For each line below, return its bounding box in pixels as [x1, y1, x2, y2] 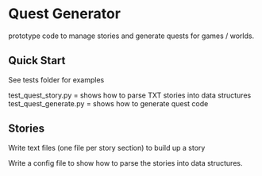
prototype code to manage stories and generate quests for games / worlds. [8, 31, 255, 40]
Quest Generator [8, 5, 121, 23]
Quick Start [8, 54, 66, 67]
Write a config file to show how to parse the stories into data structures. [8, 158, 243, 167]
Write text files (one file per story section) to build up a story [8, 143, 206, 152]
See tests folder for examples [8, 75, 105, 84]
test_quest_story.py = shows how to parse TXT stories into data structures [8, 90, 252, 100]
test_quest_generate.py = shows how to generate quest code [8, 98, 209, 108]
